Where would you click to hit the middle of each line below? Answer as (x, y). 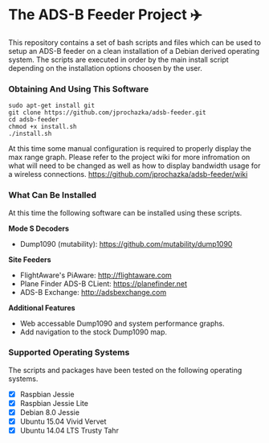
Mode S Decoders (39, 228)
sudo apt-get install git (51, 106)
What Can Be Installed (53, 195)
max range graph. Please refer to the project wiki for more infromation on (129, 158)
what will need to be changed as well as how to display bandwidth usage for (134, 166)
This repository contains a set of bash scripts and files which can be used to (134, 42)
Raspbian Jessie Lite (54, 403)
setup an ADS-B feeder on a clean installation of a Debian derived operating (134, 51)
